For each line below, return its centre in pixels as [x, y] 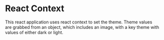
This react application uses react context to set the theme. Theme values [79, 22]
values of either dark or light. [34, 32]
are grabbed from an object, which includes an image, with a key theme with [82, 27]
